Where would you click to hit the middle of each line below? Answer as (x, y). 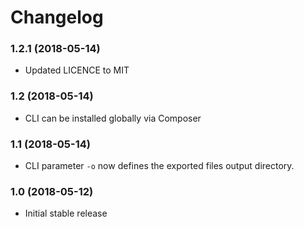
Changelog (57, 17)
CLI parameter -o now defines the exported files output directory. (159, 166)
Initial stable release (66, 213)
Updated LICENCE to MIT (77, 70)
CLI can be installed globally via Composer (113, 118)
